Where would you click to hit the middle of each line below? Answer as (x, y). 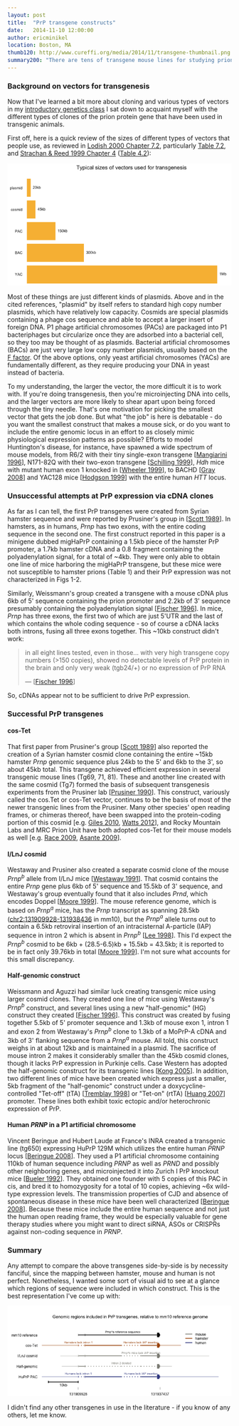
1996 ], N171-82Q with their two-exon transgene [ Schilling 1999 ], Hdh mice (116, 462)
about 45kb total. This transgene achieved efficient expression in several (114, 770)
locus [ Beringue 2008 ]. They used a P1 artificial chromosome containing (113, 1156)
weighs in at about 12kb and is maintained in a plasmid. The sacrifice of (112, 1048)
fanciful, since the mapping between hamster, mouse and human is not (111, 1273)
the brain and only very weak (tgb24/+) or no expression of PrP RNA (125, 668)
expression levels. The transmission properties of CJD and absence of (126, 1193)
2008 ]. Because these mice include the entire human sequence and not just (118, 1208)
